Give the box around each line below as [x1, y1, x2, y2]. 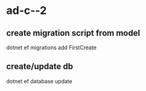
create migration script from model [6, 28, 141, 38]
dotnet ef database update [6, 77, 72, 85]
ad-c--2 [6, 4, 47, 18]
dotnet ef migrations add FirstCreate [6, 44, 97, 51]
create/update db [6, 61, 74, 72]
